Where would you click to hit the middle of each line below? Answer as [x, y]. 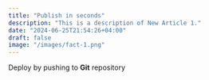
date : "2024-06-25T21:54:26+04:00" [67, 30]
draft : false [30, 38]
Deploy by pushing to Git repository [67, 67]
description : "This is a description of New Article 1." [105, 23]
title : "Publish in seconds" [57, 15]
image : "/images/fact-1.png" [57, 45]
